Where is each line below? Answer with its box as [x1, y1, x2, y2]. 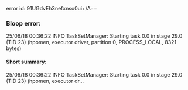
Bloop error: [6, 19, 41, 27]
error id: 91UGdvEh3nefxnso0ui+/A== [6, 5, 98, 12]
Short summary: [6, 58, 47, 65]
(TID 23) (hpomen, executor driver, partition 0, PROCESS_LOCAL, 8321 [6, 39, 177, 46]
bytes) [6, 45, 22, 52]
